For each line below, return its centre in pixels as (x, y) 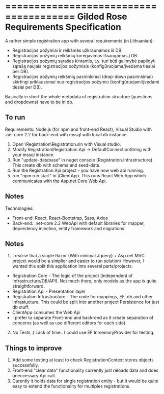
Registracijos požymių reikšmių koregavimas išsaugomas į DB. (75, 55)
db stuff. (21, 307)
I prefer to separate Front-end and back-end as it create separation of (83, 318)
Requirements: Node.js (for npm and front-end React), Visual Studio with (79, 129)
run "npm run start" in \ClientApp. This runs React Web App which (79, 175)
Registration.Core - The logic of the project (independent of (72, 276)
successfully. (26, 365)
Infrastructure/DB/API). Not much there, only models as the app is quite (84, 281)
